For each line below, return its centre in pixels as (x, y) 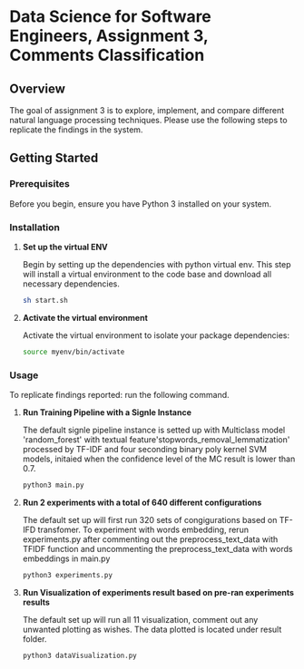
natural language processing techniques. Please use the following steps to (148, 120)
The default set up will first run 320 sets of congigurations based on (150, 519)
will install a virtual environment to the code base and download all (147, 274)
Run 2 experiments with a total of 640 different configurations (142, 502)
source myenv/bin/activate (74, 352)
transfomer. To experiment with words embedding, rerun (143, 529)
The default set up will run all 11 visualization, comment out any (140, 619)
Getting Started (54, 158)
